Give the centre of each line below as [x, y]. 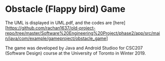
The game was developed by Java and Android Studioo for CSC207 [74, 48]
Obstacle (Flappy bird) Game [65, 9]
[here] [119, 23]
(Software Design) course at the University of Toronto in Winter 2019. [76, 53]
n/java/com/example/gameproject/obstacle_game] [57, 38]
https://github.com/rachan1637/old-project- [51, 28]
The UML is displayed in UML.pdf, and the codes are [59, 23]
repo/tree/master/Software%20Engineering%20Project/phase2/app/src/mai [83, 33]
